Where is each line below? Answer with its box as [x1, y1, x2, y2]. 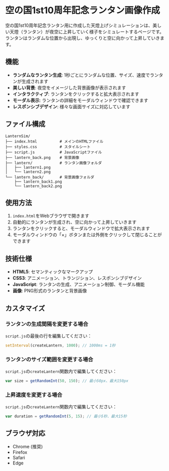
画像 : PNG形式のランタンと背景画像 [12, 288, 87, 294]
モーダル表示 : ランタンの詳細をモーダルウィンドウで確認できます [12, 97, 148, 103]
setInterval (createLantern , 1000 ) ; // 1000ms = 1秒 [5, 342, 116, 348]
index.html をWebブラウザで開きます [12, 213, 90, 219]
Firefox [12, 449, 28, 455]
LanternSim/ [5, 134, 30, 139]
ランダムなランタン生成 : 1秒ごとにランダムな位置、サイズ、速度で [12, 72, 150, 78]
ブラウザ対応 [5, 429, 46, 438]
